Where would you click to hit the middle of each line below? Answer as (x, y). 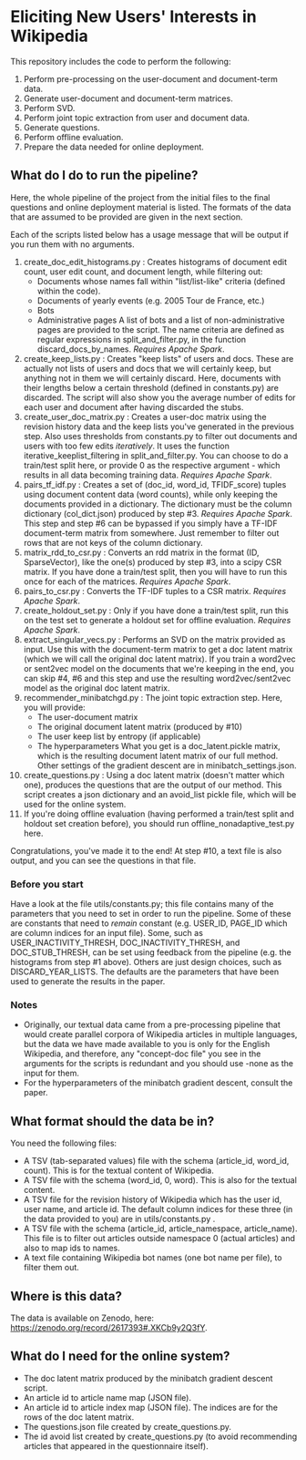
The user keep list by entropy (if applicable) (119, 736)
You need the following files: (64, 1143)
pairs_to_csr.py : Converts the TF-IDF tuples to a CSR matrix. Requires (155, 591)
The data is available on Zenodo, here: (82, 1318)
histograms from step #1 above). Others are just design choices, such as (146, 962)
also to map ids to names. (72, 1248)
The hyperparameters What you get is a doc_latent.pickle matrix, (158, 745)
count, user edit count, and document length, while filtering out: (143, 272)
